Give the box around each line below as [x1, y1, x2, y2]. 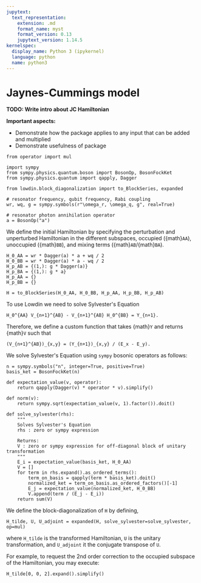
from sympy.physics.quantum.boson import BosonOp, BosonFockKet [6, 170, 172, 176]
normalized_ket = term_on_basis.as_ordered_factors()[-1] [28, 480, 178, 487]
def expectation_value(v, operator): [6, 380, 102, 386]
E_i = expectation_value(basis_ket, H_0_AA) [17, 459, 132, 465]
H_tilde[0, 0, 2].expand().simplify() [6, 571, 104, 577]
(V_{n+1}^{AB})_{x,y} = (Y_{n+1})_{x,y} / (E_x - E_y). [6, 341, 151, 348]
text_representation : [12, 15, 67, 21]
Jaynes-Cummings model [6, 86, 140, 99]
